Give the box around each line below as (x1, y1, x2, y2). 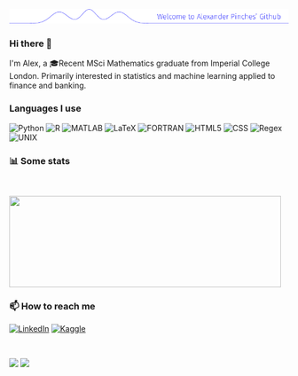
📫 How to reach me (9, 300, 96, 312)
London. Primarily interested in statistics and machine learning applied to (9, 71, 276, 82)
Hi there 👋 (9, 37, 53, 50)
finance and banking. (9, 80, 87, 91)
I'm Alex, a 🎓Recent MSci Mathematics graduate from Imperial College (9, 58, 271, 69)
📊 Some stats (9, 154, 71, 167)
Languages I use (9, 102, 82, 114)
